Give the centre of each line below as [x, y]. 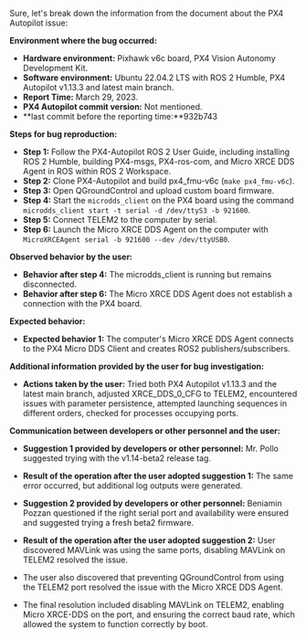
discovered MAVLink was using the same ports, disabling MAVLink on [154, 550]
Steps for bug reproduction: [63, 134]
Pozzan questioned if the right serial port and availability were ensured [156, 513]
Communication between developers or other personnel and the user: [145, 431]
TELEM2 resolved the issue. [75, 560]
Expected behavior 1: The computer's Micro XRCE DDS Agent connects [158, 339]
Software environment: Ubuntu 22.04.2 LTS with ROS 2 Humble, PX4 [154, 78]
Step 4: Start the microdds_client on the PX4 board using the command [158, 200]
